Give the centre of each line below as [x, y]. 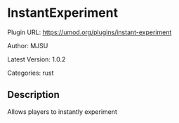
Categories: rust [31, 73]
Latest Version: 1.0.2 [37, 59]
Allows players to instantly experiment [62, 111]
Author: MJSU [28, 45]
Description [33, 95]
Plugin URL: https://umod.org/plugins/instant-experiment [89, 32]
